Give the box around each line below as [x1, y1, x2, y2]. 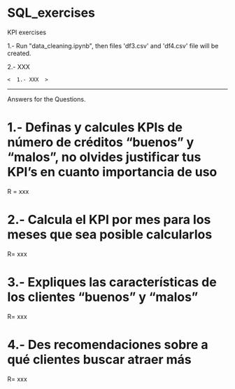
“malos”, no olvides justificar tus [7, 149, 201, 165]
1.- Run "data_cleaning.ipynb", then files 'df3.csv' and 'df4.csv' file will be [7, 41, 219, 50]
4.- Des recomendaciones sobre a [7, 337, 208, 353]
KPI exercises [7, 28, 47, 36]
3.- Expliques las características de [7, 274, 217, 290]
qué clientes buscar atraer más [7, 351, 192, 367]
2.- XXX [7, 62, 30, 71]
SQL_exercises [7, 5, 96, 21]
